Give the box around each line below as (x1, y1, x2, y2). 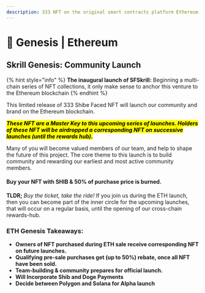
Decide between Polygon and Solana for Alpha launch (15, 280, 155, 287)
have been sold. (15, 260, 57, 268)
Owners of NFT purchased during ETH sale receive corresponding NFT (15, 241, 199, 248)
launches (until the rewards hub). (6, 133, 93, 140)
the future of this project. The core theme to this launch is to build (6, 151, 173, 158)
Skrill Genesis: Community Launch (6, 60, 141, 71)
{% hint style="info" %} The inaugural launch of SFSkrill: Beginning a (6, 76, 184, 84)
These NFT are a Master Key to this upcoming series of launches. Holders (6, 119, 198, 127)
